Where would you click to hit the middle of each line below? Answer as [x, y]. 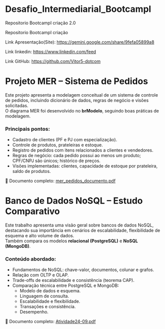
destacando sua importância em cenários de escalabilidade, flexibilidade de [82, 230]
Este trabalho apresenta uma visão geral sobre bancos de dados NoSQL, [79, 225]
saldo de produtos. [31, 171]
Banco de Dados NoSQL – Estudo [74, 201]
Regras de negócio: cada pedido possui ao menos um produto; [77, 156]
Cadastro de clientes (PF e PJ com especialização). [65, 140]
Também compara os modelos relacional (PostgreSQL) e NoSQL [72, 241]
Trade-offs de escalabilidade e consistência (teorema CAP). [73, 280]
